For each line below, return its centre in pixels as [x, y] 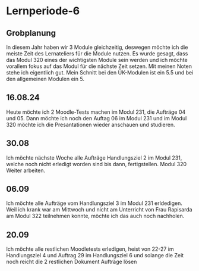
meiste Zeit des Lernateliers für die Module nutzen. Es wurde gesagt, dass [97, 54]
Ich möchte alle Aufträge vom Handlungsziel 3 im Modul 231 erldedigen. [94, 203]
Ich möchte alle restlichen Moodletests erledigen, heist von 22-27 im [90, 249]
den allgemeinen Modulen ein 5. [45, 79]
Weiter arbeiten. [26, 170]
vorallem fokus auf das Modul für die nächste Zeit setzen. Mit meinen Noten [99, 66]
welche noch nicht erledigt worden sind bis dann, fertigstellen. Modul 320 [97, 164]
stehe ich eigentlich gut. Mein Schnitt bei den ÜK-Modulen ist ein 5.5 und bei [100, 72]
